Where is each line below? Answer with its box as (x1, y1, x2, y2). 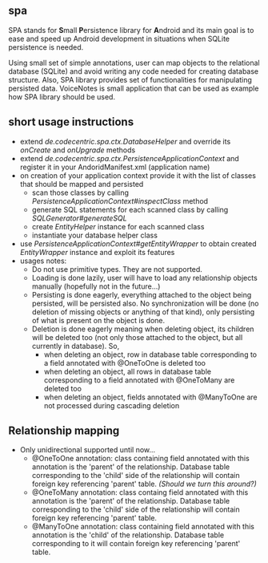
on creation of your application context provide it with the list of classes (19, 170, 256, 180)
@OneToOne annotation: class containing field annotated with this (31, 454, 250, 464)
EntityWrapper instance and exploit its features (19, 247, 175, 257)
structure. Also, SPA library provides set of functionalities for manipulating (8, 75, 252, 84)
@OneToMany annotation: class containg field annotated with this (31, 488, 249, 497)
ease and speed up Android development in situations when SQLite (8, 34, 230, 43)
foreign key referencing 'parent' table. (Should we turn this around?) (31, 479, 258, 489)
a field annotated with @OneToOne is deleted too (43, 358, 206, 367)
